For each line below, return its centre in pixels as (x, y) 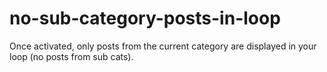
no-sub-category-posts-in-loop (145, 18)
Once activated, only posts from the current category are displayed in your (163, 46)
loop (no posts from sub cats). (71, 56)
